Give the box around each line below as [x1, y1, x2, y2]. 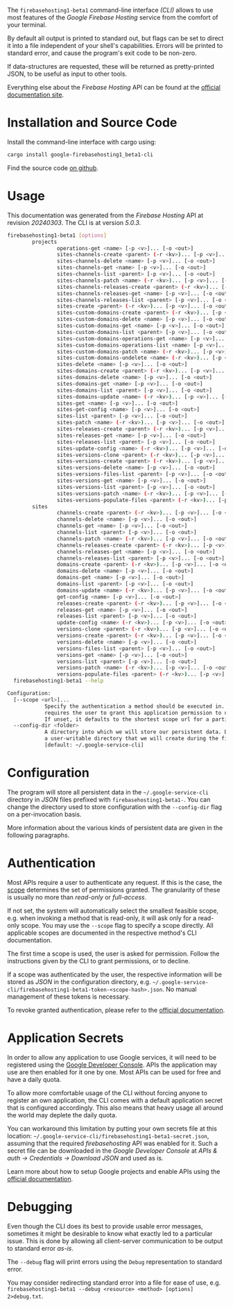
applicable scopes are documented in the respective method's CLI [7, 929, 197, 937]
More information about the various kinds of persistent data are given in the [7, 823, 223, 832]
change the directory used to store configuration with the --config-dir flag [7, 802, 223, 811]
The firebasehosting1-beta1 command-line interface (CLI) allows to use [7, 6, 214, 14]
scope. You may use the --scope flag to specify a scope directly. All [20, 921, 214, 929]
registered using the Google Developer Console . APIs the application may [7, 1060, 217, 1069]
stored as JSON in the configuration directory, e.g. [7, 977, 151, 985]
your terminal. [7, 21, 47, 28]
